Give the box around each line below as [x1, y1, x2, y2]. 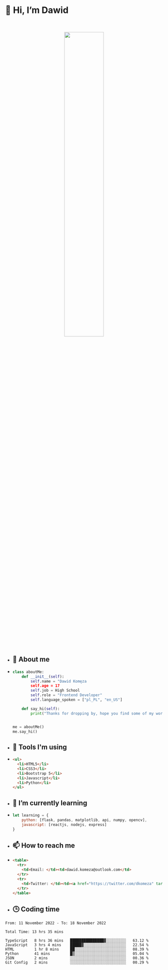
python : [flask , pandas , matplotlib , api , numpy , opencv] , [21, 818, 147, 823]
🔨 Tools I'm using [12, 743, 67, 751]
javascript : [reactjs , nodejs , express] [21, 822, 107, 827]
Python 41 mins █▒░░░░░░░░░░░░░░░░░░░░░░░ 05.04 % [5, 952, 149, 957]
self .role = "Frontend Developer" [30, 693, 102, 698]
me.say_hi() [12, 729, 37, 734]
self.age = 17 [30, 683, 60, 689]
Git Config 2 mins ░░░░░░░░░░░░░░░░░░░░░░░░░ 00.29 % [5, 960, 149, 965]
